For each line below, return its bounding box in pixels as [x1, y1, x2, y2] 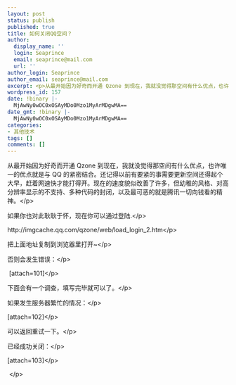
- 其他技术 [7, 128, 35, 135]
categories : [7, 121, 42, 129]
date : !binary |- [7, 96, 58, 103]
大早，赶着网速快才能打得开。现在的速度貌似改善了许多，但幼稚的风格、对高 [7, 179, 229, 187]
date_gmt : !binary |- [7, 108, 71, 115]
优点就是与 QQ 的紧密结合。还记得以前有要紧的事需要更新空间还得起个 [19, 170, 223, 179]
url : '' [13, 63, 37, 70]
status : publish [7, 17, 55, 24]
